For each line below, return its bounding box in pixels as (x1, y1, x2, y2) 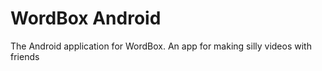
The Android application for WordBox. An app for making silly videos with (10, 40, 312, 52)
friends (10, 50, 40, 62)
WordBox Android (10, 7, 162, 30)
